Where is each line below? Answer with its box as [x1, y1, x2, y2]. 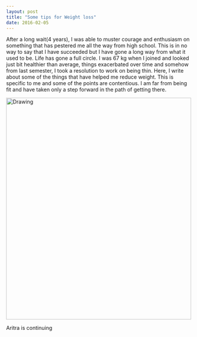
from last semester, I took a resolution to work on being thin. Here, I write [6, 67, 184, 74]
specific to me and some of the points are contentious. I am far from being [6, 80, 188, 87]
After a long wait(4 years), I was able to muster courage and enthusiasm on [6, 36, 190, 43]
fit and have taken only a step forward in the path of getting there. [6, 86, 167, 93]
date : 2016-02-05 [6, 20, 49, 25]
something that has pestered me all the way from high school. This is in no [6, 42, 188, 49]
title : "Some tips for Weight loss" [6, 14, 96, 20]
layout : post [6, 8, 38, 15]
